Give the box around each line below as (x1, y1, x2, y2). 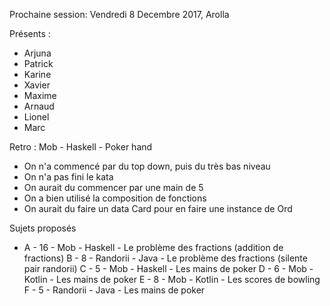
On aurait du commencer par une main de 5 (23, 182, 204, 193)
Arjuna (23, 47, 52, 59)
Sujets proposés (9, 222, 77, 234)
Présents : (9, 28, 51, 39)
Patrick (23, 58, 54, 69)
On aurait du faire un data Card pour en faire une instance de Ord (23, 203, 293, 214)
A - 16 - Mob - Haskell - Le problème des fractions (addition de (23, 242, 284, 253)
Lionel (23, 111, 50, 123)
